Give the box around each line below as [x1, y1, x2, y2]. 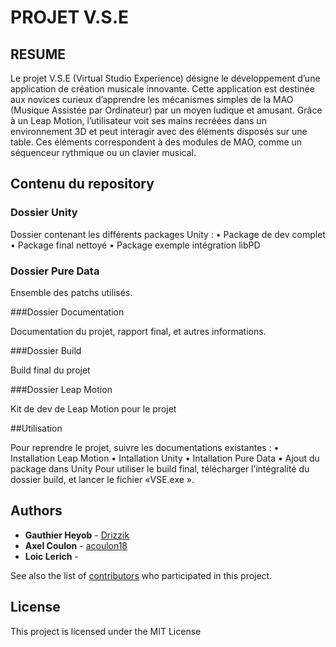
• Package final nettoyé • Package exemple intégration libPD [10, 239, 261, 251]
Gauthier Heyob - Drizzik [24, 529, 130, 541]
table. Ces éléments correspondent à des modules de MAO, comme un [10, 136, 303, 148]
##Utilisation [10, 422, 63, 434]
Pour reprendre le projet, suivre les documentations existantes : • [10, 441, 280, 453]
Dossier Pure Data [10, 264, 100, 278]
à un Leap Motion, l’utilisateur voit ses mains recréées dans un [10, 115, 267, 126]
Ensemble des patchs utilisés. [10, 286, 133, 298]
